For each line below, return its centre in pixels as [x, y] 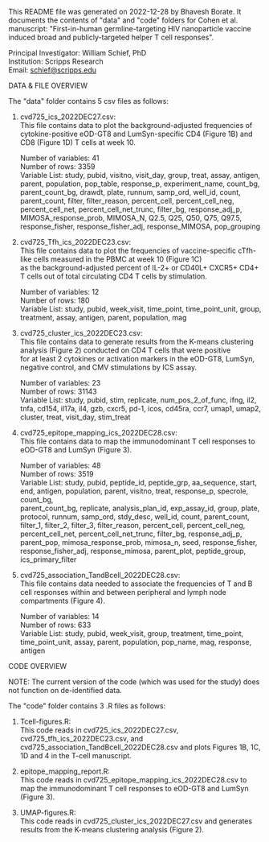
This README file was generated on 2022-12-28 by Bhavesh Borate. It [125, 12]
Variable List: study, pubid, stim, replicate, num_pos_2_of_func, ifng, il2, [138, 400]
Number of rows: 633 [55, 625]
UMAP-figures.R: [48, 813]
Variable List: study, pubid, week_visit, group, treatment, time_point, [132, 634]
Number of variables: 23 [60, 383]
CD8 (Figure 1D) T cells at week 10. [78, 142]
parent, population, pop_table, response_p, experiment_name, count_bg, [140, 184]
